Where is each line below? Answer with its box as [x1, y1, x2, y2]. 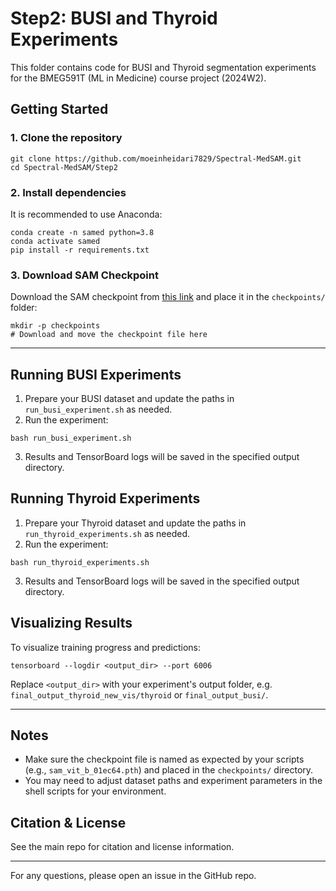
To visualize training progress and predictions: [10, 641, 201, 653]
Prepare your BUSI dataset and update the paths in [24, 393, 235, 405]
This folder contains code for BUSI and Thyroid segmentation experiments [10, 61, 317, 73]
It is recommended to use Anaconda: [10, 208, 163, 220]
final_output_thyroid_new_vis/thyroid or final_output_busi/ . [10, 688, 269, 701]
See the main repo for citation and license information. [10, 841, 235, 853]
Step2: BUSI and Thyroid [10, 7, 218, 30]
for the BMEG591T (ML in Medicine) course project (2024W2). [10, 72, 267, 84]
